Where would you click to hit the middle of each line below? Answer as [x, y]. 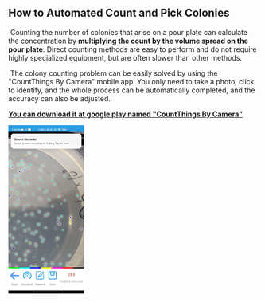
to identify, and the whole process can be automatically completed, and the [132, 90]
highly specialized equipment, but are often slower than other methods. [125, 57]
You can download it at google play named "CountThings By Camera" [125, 114]
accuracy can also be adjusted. [60, 98]
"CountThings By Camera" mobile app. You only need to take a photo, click [131, 81]
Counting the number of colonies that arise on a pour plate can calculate [129, 32]
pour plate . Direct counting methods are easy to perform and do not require [132, 49]
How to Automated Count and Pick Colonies [119, 13]
